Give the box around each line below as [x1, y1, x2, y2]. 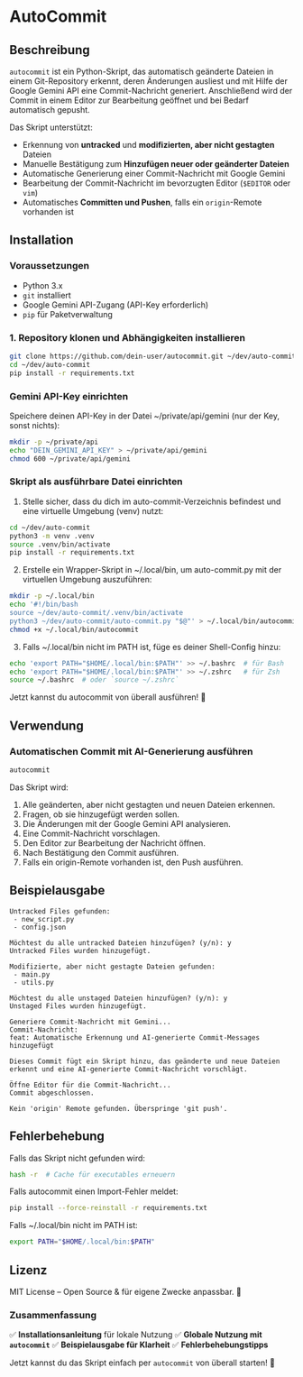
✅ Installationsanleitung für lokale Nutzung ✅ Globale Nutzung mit [9, 1329, 263, 1340]
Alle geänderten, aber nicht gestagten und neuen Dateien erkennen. [22, 799, 276, 810]
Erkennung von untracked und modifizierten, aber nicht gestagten [22, 140, 275, 150]
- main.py [13, 969, 50, 979]
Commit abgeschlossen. [9, 1088, 95, 1097]
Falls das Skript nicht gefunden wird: [9, 1152, 146, 1163]
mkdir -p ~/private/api [9, 437, 99, 446]
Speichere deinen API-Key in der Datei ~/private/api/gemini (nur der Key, [9, 410, 280, 421]
